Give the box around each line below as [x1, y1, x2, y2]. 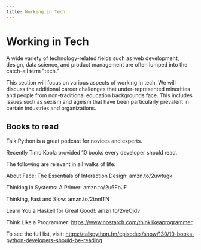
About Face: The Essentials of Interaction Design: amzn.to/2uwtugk [6, 172, 173, 180]
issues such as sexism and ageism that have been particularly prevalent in [6, 98, 190, 105]
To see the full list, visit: [6, 230, 65, 237]
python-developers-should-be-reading [6, 237, 103, 244]
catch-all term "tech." [6, 67, 59, 74]
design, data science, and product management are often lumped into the [6, 61, 188, 68]
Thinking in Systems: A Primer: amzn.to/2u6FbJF [6, 184, 127, 191]
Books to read [6, 121, 59, 132]
